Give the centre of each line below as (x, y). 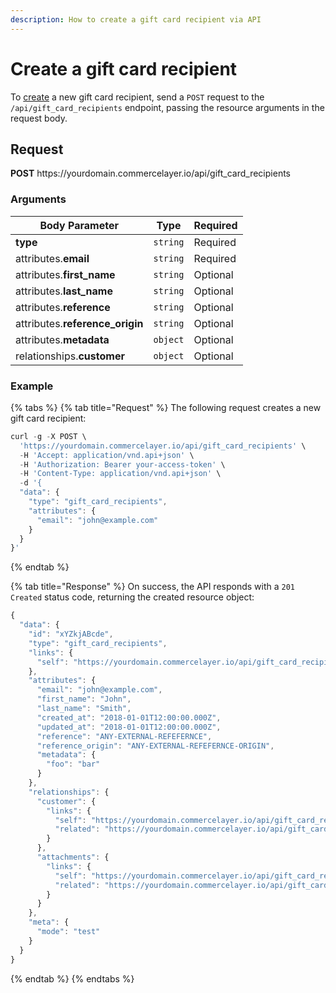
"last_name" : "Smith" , (84, 709)
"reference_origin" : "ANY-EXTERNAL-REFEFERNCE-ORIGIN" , (155, 746)
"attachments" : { (73, 857)
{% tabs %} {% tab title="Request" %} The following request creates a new (166, 407)
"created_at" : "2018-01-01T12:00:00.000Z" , (129, 717)
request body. (39, 118)
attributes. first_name (65, 274)
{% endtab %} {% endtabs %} (72, 978)
